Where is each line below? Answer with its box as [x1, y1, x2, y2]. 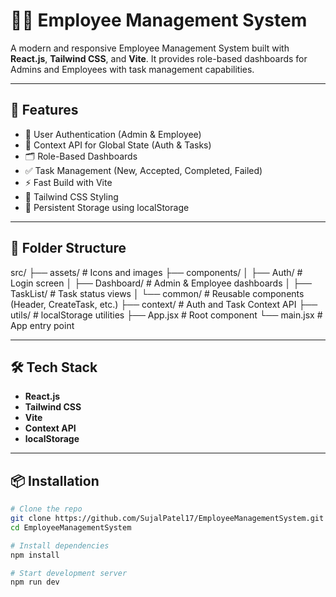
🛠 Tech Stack [10, 359, 98, 376]
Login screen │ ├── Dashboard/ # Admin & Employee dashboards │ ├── [10, 277, 312, 289]
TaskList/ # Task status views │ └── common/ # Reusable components [10, 287, 305, 299]
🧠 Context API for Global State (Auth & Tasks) [24, 139, 212, 151]
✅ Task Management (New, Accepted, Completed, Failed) [24, 164, 263, 176]
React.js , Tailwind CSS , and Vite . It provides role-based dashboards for [10, 52, 308, 64]
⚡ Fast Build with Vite [24, 176, 113, 188]
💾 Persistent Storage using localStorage [24, 201, 190, 213]
